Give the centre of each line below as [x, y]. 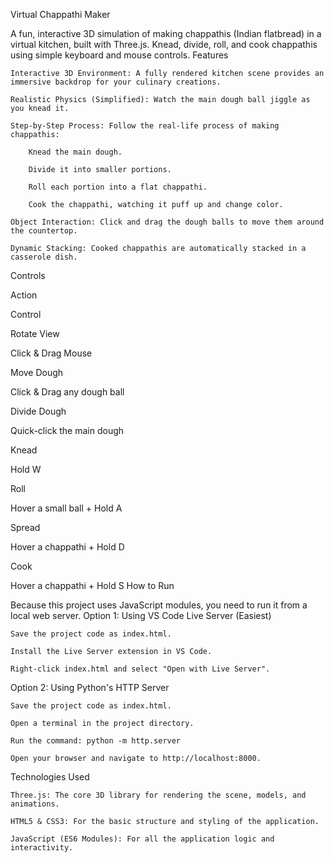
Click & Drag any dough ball [67, 392]
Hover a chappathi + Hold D [67, 547]
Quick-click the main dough [67, 430]
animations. [35, 804]
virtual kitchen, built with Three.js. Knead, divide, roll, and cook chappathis [164, 44]
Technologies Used [50, 777]
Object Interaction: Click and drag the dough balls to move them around [167, 222]
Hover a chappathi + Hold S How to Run [92, 585]
